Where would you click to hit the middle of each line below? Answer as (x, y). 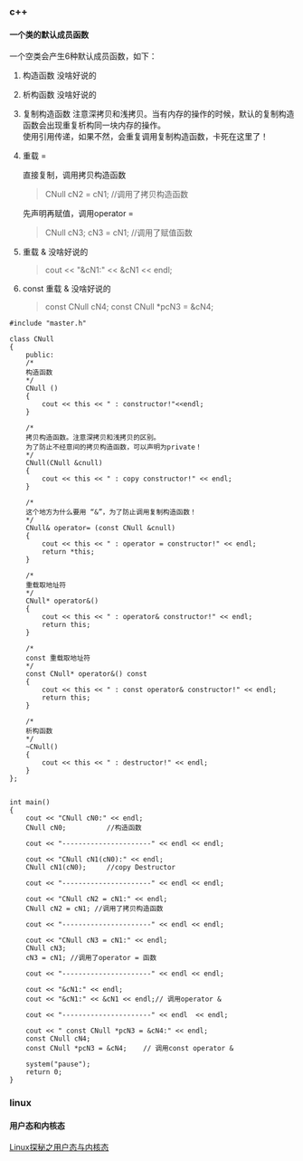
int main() (30, 803)
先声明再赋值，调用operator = (78, 214)
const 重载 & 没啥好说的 (66, 289)
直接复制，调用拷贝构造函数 (74, 175)
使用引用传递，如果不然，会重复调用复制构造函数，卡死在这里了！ (145, 137)
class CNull (32, 339)
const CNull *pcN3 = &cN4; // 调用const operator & (130, 1049)
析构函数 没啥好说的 (59, 95)
